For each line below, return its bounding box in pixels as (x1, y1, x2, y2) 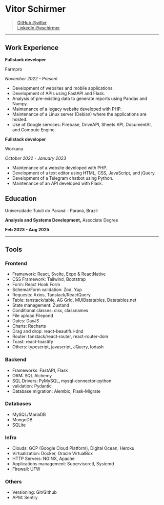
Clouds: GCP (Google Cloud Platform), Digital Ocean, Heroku (12, 445, 135, 451)
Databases (5, 400, 31, 407)
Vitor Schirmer (5, 3, 66, 15)
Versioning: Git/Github (12, 489, 57, 495)
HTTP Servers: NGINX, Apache (12, 456, 75, 461)
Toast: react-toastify (12, 339, 54, 345)
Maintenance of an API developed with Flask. (12, 180, 103, 186)
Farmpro (5, 66, 22, 72)
